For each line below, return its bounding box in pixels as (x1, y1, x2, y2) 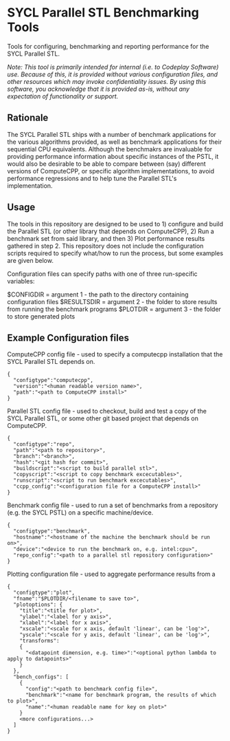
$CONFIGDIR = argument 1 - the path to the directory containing (7, 290, 189, 299)
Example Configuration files (7, 332, 129, 343)
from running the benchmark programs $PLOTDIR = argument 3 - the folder (7, 305, 222, 313)
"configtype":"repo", (13, 441, 76, 448)
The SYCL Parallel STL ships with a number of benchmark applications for (7, 130, 216, 138)
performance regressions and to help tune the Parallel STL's (7, 174, 177, 182)
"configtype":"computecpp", (13, 377, 94, 384)
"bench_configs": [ (13, 674, 69, 680)
